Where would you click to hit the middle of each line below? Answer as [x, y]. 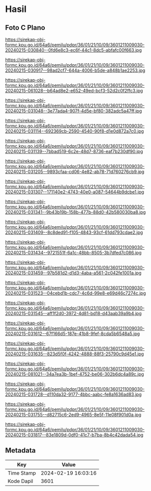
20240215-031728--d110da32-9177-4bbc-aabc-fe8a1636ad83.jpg [74, 394]
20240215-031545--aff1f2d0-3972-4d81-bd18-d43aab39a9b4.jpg [74, 313]
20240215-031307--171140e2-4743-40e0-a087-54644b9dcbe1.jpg [75, 192]
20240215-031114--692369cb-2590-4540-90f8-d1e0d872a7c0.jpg [75, 131]
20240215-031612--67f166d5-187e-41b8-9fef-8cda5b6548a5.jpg [73, 333]
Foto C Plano [25, 28]
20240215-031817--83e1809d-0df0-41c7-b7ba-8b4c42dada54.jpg [74, 435]
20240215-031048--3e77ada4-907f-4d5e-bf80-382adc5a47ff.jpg [74, 111]
